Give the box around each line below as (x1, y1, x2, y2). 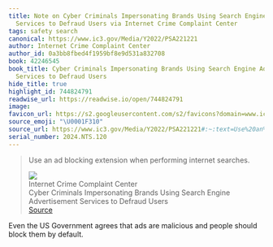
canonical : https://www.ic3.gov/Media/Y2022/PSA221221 (8, 34, 198, 43)
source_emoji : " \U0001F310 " (8, 118, 104, 126)
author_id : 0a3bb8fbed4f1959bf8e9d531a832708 (8, 50, 165, 58)
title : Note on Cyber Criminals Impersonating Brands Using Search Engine (8, 11, 267, 20)
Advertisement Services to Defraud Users (28, 196, 169, 206)
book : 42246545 (8, 58, 60, 66)
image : (8, 102, 31, 110)
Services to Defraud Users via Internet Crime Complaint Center (15, 19, 238, 28)
